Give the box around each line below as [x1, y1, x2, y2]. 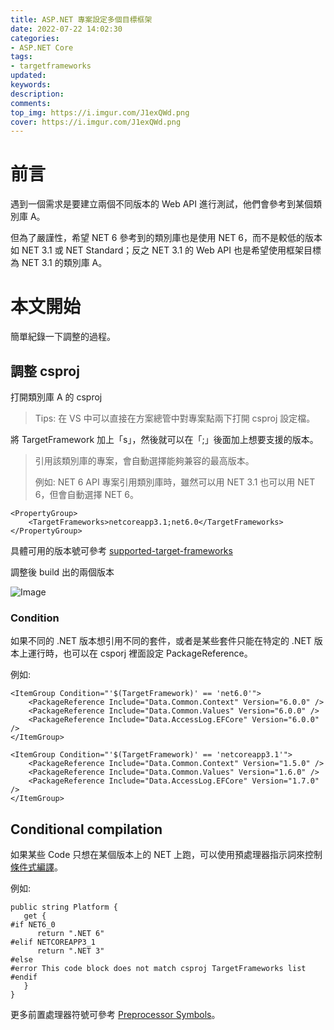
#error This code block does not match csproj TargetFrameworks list [10, 964, 307, 974]
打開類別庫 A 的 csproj [10, 391, 103, 403]
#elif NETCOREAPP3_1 [10, 937, 97, 948]
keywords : [10, 80, 52, 90]
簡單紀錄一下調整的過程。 [10, 331, 116, 343]
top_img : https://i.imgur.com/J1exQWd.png [10, 107, 190, 118]
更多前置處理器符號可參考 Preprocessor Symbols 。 [10, 1009, 221, 1021]
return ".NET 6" [36, 929, 105, 939]
